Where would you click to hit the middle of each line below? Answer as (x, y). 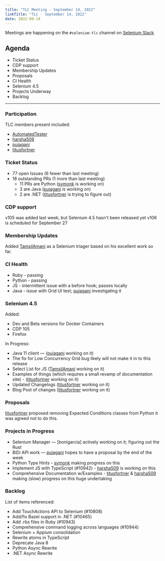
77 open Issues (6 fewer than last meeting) (55, 173)
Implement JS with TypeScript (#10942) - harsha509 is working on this (84, 468)
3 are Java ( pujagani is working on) (55, 189)
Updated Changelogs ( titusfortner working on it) (61, 384)
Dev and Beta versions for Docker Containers (58, 324)
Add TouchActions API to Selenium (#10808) (57, 511)
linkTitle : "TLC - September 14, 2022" (46, 14)
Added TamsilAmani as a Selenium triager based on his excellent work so (79, 246)
